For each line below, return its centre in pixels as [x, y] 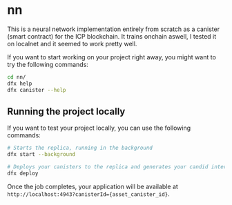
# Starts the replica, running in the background [80, 148]
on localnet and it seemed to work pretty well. [72, 43]
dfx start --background [41, 155]
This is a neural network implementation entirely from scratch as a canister [113, 29]
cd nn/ [17, 77]
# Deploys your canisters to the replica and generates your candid [108, 167]
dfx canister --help [37, 90]
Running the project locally [66, 111]
